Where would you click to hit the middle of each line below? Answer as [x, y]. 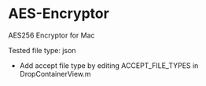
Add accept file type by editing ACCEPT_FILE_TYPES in [109, 65]
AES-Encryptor [59, 14]
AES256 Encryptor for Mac [52, 35]
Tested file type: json [42, 50]
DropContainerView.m [55, 73]
